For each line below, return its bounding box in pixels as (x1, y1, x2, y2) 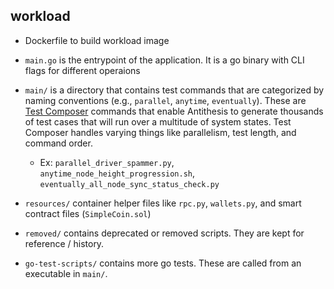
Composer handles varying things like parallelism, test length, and (24, 126, 297, 138)
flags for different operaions (24, 64, 141, 76)
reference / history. (24, 237, 105, 249)
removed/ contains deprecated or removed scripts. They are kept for (24, 227, 305, 239)
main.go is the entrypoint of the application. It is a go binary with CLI (24, 54, 305, 66)
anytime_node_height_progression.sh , (39, 167, 196, 179)
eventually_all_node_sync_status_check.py (39, 179, 220, 189)
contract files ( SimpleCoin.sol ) (24, 207, 152, 219)
